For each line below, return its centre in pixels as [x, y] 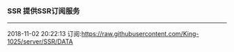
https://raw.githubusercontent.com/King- [140, 34]
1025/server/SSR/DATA [40, 42]
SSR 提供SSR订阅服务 [44, 10]
